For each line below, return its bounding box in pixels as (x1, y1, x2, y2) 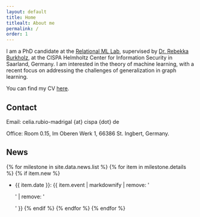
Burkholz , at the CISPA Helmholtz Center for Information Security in (6, 54, 172, 61)
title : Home (6, 14, 36, 20)
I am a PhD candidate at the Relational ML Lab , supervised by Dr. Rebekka (6, 47, 189, 55)
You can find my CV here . (6, 85, 69, 92)
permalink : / (6, 25, 39, 32)
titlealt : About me (6, 20, 55, 26)
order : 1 (6, 31, 28, 37)
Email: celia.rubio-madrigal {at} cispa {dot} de (6, 118, 120, 125)
